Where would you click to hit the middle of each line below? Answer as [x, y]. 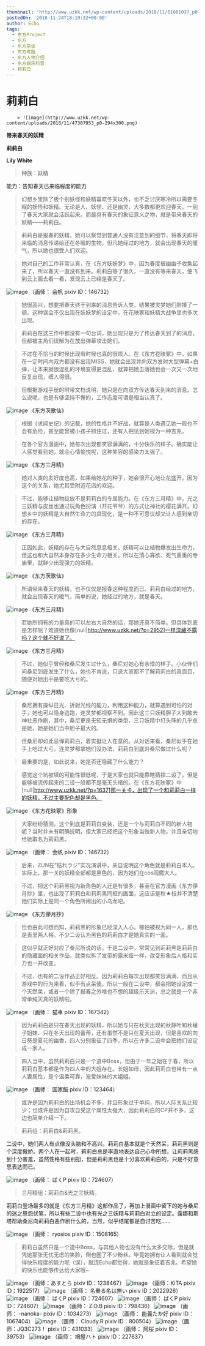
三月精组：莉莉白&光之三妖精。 [60, 1193]
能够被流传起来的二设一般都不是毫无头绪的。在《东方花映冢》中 [101, 783]
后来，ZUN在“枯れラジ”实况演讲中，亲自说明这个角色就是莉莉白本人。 [110, 865]
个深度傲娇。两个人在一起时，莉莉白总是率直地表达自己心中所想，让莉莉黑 [100, 1151]
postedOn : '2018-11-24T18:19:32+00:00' [57, 18]
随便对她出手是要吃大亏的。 [56, 679]
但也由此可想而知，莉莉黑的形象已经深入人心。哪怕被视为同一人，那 [107, 927]
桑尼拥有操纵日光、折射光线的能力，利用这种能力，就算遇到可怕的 [104, 705]
